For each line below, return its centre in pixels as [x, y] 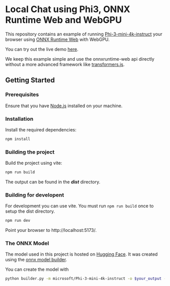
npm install [18, 139]
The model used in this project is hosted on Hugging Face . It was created [81, 254]
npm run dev [18, 221]
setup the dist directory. [30, 211]
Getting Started [30, 80]
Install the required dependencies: [41, 129]
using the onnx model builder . [36, 260]
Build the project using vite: [34, 163]
